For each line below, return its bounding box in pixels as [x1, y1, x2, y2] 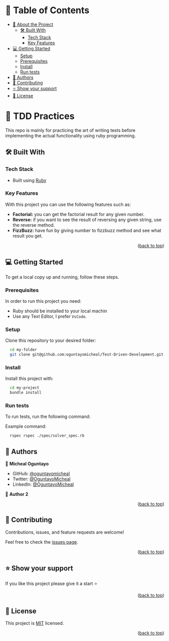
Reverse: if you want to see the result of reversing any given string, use [12, 217, 162, 223]
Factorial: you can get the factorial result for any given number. [12, 211, 145, 217]
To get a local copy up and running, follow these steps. [5, 274, 120, 280]
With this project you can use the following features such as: [5, 201, 131, 207]
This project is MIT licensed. [5, 620, 64, 626]
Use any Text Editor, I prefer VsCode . [12, 313, 87, 319]
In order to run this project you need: [5, 298, 82, 304]
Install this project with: [5, 375, 54, 382]
